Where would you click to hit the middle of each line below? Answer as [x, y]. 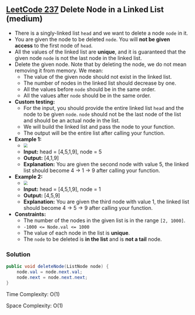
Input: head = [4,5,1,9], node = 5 [63, 152]
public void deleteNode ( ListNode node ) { [58, 267]
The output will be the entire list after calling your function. [94, 133]
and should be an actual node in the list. [72, 120]
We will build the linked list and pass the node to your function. [99, 126]
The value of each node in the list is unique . [77, 233]
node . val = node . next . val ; [50, 272]
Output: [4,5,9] [42, 195]
